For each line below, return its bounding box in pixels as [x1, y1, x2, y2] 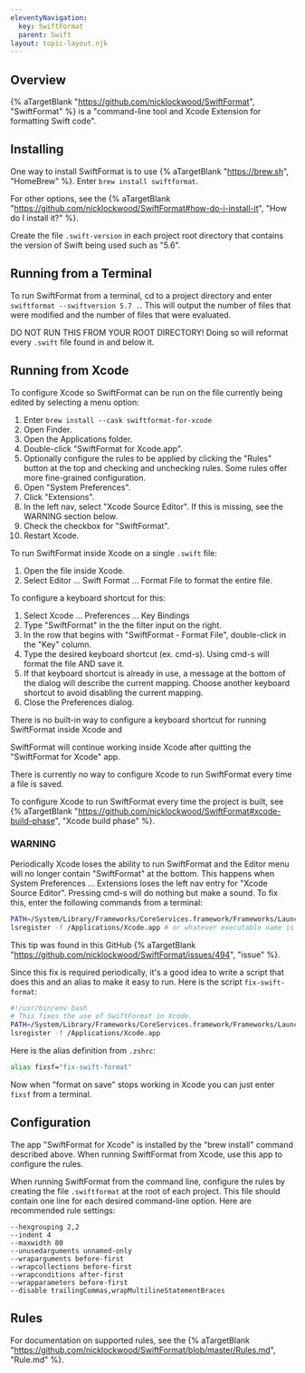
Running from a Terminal [10, 266, 153, 281]
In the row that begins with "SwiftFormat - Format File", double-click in [23, 629, 287, 640]
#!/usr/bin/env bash [10, 1004, 89, 1013]
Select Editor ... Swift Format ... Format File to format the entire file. [23, 574, 272, 585]
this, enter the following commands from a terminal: [10, 897, 203, 907]
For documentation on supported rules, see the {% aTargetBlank [10, 1335, 250, 1346]
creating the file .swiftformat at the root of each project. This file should [10, 1185, 281, 1196]
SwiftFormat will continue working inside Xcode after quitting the [10, 741, 252, 752]
